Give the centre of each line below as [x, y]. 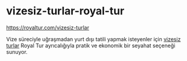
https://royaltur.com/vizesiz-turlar [48, 28]
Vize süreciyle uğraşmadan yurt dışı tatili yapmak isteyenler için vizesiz [93, 39]
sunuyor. [17, 51]
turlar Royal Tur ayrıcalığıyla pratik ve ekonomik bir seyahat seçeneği [91, 45]
